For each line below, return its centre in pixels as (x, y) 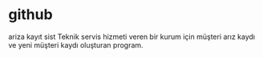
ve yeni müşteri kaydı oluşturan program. (76, 44)
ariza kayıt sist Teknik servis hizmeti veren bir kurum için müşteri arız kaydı (131, 37)
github (31, 15)
